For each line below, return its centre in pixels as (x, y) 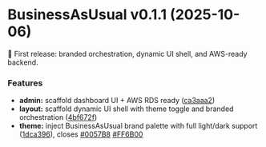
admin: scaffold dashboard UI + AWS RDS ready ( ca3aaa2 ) (117, 101)
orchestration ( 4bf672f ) (58, 117)
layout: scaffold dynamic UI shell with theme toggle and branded (126, 109)
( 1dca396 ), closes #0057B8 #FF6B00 (81, 134)
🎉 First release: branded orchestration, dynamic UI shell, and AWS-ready (127, 54)
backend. (23, 62)
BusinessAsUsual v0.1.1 (87, 15)
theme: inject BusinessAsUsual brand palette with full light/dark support (138, 126)
